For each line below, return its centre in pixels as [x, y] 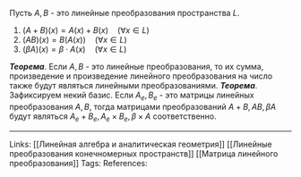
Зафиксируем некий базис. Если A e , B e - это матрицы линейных [132, 96]
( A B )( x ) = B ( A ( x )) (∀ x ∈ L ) [74, 40]
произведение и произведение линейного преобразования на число [141, 76]
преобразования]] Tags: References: [78, 163]
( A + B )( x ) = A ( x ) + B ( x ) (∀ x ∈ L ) [86, 30]
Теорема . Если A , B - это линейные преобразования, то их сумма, [137, 67]
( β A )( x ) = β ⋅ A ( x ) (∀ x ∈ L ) [74, 49]
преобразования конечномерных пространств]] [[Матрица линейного [144, 153]
